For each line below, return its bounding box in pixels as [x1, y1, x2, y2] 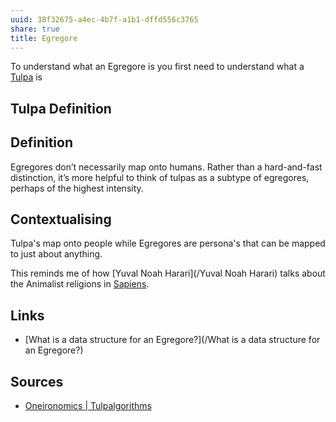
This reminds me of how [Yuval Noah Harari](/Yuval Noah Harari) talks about [10, 267, 326, 280]
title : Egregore [10, 33, 78, 43]
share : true [10, 24, 60, 34]
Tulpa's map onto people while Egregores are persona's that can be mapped [10, 237, 326, 250]
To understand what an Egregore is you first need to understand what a [10, 61, 305, 73]
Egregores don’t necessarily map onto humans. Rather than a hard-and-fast [10, 161, 323, 173]
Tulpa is [10, 71, 43, 83]
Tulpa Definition [10, 100, 112, 117]
